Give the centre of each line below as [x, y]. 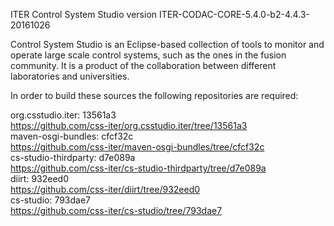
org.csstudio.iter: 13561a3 [63, 115]
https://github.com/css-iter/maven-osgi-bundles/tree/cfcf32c [137, 147]
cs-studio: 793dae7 [51, 200]
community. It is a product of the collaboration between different [143, 65]
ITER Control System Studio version [84, 14]
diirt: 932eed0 [39, 178]
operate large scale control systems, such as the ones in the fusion [148, 55]
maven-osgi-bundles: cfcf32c [72, 136]
